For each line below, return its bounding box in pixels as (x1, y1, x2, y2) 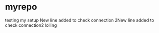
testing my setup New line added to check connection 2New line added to (5, 17, 154, 23)
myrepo (5, 1, 38, 12)
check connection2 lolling (5, 22, 57, 28)
